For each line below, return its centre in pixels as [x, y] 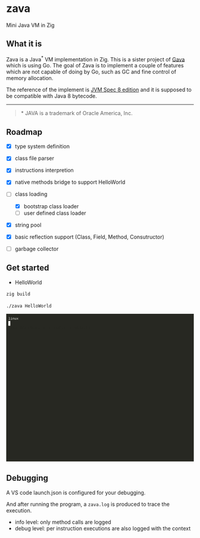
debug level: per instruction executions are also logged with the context [103, 528]
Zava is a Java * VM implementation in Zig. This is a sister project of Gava [96, 58]
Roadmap [24, 132]
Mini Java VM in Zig [30, 25]
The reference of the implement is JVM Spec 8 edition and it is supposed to [99, 90]
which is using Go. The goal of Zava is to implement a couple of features [95, 66]
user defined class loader [55, 213]
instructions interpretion [44, 170]
